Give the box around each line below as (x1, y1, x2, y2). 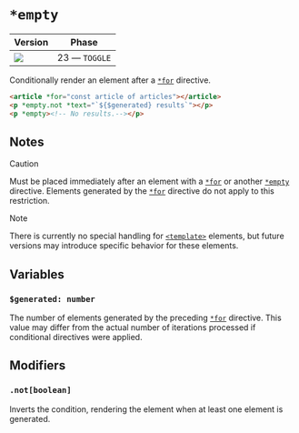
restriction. (9, 196, 50, 206)
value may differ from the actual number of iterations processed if (9, 322, 256, 333)
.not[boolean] (9, 385, 72, 396)
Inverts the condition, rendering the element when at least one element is (9, 403, 284, 415)
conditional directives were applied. (9, 332, 143, 343)
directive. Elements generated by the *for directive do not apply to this (9, 186, 274, 196)
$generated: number (9, 294, 95, 304)
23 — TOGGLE (57, 51, 112, 64)
